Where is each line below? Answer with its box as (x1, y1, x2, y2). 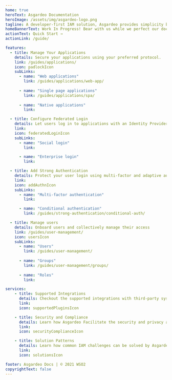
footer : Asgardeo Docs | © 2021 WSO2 (5, 362, 86, 367)
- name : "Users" (18, 244, 54, 249)
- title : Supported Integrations (14, 291, 86, 297)
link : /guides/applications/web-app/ (24, 79, 104, 84)
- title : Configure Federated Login (10, 116, 88, 122)
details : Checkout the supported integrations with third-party (18, 296, 159, 301)
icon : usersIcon (14, 234, 50, 240)
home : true (5, 7, 29, 13)
